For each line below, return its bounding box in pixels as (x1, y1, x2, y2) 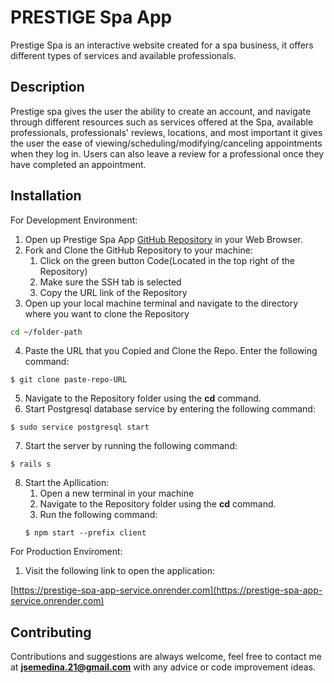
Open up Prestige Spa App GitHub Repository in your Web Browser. (24, 233, 303, 245)
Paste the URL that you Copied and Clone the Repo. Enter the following (24, 345, 318, 357)
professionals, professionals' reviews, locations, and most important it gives (10, 126, 323, 138)
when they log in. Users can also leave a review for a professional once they (10, 147, 325, 160)
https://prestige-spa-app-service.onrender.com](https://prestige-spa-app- (13, 584, 323, 596)
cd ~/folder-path (10, 327, 83, 337)
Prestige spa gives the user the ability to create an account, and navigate (10, 105, 312, 117)
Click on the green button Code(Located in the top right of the (39, 254, 295, 266)
